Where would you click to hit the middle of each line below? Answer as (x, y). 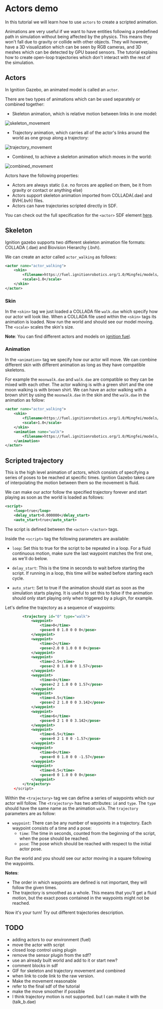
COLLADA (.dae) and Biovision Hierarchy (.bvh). (53, 247)
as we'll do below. (30, 558)
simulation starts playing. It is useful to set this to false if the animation (82, 593)
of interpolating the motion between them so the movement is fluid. (72, 483)
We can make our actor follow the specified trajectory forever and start (76, 492)
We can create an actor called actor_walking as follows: (61, 257)
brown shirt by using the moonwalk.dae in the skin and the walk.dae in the (77, 395)
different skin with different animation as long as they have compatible (75, 365)
